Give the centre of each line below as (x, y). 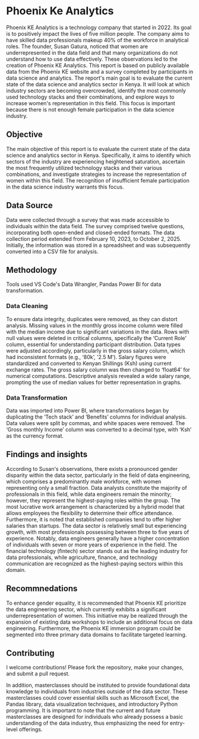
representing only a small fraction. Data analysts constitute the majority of (97, 488)
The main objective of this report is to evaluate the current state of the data (98, 149)
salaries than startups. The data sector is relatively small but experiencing (97, 526)
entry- (177, 723)
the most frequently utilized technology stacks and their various (84, 168)
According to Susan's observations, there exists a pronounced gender (92, 468)
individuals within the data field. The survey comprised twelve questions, (95, 226)
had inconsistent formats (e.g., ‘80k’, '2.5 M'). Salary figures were (86, 357)
